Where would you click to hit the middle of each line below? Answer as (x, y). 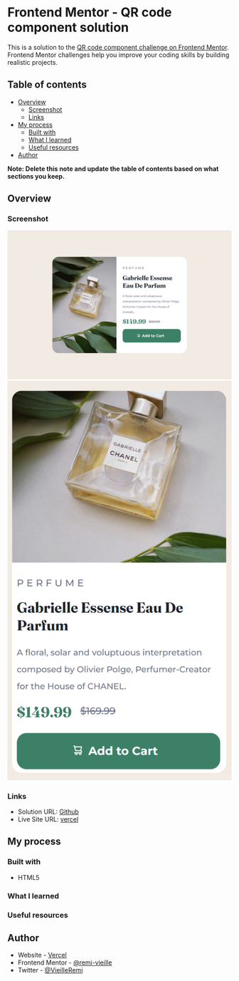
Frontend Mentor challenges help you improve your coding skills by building (118, 55)
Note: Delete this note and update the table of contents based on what (113, 169)
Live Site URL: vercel (48, 819)
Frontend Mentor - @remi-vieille (65, 962)
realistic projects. (33, 62)
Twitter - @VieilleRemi (50, 970)
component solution (68, 27)
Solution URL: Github (48, 812)
